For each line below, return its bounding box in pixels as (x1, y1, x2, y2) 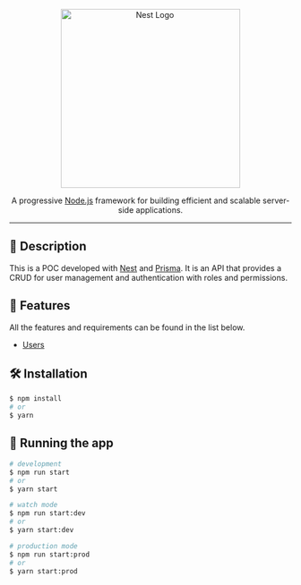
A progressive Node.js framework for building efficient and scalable (11, 195, 262, 206)
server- (262, 195, 290, 206)
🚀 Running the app (9, 436, 114, 451)
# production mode (9, 541, 78, 550)
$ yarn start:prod (9, 566, 78, 576)
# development (9, 459, 63, 469)
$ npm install (9, 394, 63, 403)
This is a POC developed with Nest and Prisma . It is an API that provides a (9, 262, 282, 273)
